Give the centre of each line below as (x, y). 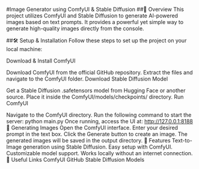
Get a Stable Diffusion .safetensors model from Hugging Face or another (96, 91)
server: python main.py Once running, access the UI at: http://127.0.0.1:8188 (100, 121)
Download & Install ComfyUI (41, 61)
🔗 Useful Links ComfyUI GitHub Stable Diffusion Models (75, 160)
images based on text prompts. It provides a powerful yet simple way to (95, 22)
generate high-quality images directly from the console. (75, 28)
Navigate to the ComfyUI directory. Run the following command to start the (99, 115)
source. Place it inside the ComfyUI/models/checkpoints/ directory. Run (95, 97)
